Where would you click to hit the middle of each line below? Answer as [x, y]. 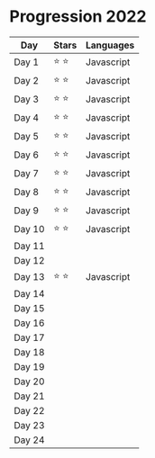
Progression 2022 [78, 17]
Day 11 [29, 246]
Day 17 [29, 337]
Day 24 [29, 440]
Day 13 [29, 277]
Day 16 [29, 323]
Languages [110, 45]
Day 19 [29, 366]
